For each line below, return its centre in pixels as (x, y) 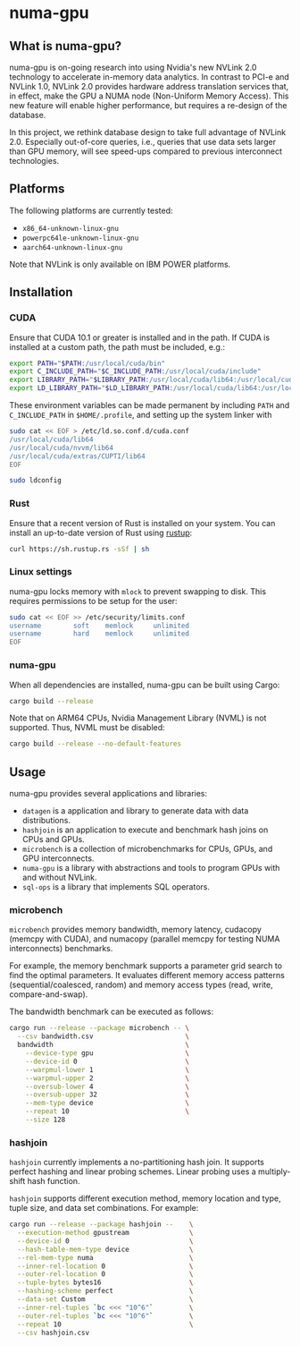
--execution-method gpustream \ (105, 1233)
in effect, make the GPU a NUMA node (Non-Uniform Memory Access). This (149, 96)
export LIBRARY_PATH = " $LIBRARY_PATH (77, 380)
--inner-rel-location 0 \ (105, 1266)
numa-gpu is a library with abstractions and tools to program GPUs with (151, 868)
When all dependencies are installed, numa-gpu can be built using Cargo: (145, 685)
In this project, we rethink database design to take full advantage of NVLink (148, 132)
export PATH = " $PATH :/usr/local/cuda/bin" (87, 363)
